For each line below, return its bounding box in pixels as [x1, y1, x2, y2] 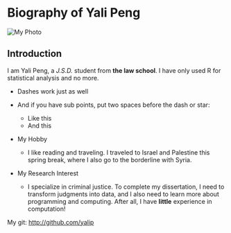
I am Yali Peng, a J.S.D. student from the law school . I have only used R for [7, 66, 221, 74]
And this [27, 121, 52, 130]
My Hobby [17, 135, 47, 143]
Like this [27, 114, 52, 122]
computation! [27, 205, 66, 213]
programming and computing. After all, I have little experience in [27, 197, 213, 205]
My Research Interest [17, 169, 78, 178]
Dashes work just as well [17, 87, 89, 95]
